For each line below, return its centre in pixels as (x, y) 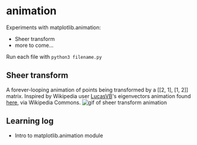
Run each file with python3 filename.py (54, 56)
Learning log (30, 121)
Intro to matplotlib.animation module (59, 135)
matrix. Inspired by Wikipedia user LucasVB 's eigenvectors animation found (99, 96)
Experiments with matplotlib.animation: (54, 27)
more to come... (34, 45)
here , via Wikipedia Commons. (44, 102)
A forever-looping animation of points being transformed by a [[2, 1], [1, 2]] (97, 90)
